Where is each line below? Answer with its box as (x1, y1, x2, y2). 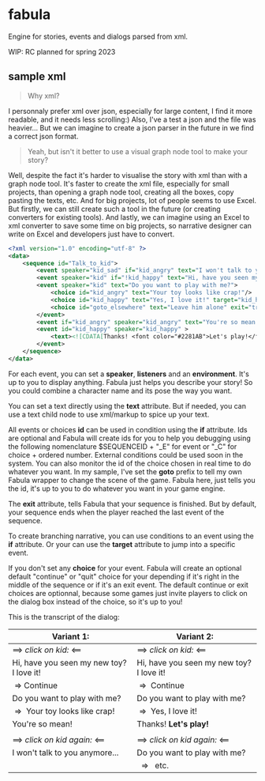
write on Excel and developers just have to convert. (8, 229, 175, 239)
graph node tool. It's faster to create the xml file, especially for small (8, 179, 230, 188)
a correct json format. (8, 131, 79, 141)
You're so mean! (12, 718, 73, 729)
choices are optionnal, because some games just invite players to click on (8, 588, 248, 598)
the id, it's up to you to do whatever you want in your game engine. (8, 484, 226, 493)
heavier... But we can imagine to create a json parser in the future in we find (8, 123, 255, 132)
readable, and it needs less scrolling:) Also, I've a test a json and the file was (8, 115, 256, 124)
